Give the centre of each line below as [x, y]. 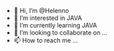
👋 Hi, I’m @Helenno [41, 11]
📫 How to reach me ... [46, 40]
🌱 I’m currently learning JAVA [55, 25]
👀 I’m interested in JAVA [48, 18]
